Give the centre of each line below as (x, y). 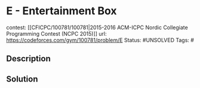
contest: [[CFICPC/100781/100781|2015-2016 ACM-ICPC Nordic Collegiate (97, 27)
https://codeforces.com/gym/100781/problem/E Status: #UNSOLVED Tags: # (100, 40)
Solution (22, 79)
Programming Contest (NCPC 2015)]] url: (57, 33)
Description (28, 59)
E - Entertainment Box (62, 11)
